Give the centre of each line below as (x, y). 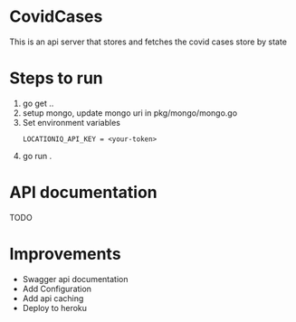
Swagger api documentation (75, 279)
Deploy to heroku (55, 308)
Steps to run (57, 78)
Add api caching (53, 298)
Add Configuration (57, 289)
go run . (37, 156)
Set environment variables (71, 122)
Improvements (65, 254)
